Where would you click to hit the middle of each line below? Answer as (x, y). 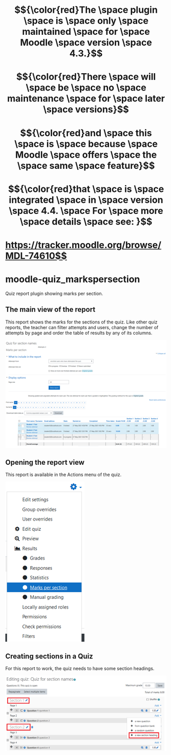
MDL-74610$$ (36, 256)
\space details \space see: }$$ (86, 221)
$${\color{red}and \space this (86, 133)
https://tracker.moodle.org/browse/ (83, 245)
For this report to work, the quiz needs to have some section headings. (80, 668)
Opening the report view (45, 462)
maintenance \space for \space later (86, 99)
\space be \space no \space (86, 88)
